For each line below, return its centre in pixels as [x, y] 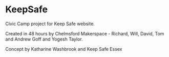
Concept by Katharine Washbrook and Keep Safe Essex [64, 49]
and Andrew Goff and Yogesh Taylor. [44, 39]
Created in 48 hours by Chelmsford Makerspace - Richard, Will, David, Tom [85, 33]
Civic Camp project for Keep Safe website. [50, 24]
